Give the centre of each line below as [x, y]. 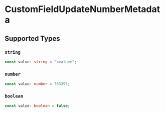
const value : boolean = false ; [37, 106]
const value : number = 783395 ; [37, 84]
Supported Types [33, 38]
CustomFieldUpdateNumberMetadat [82, 9]
